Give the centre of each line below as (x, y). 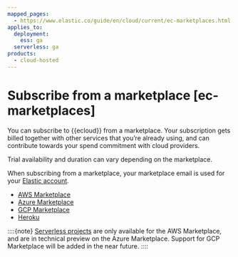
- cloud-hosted (36, 61)
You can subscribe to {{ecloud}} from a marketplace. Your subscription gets (119, 130)
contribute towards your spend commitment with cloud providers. (104, 145)
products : (22, 54)
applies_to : (25, 27)
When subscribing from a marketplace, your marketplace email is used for (116, 173)
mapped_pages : (29, 14)
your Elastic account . (38, 180)
